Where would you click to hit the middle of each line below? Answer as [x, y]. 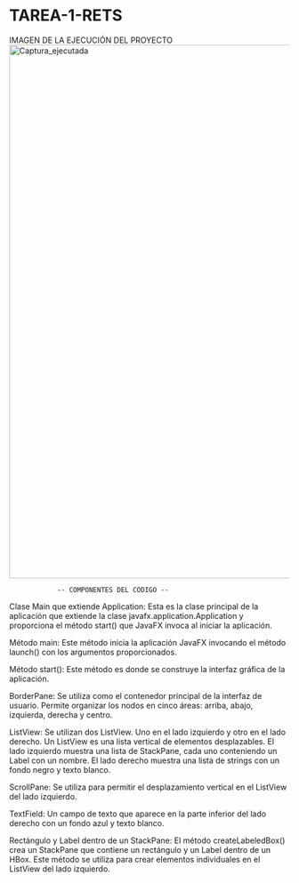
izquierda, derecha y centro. [61, 714]
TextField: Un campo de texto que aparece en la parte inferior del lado [138, 814]
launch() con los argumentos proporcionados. [93, 652]
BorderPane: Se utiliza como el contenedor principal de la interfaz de [136, 695]
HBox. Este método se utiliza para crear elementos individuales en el [135, 859]
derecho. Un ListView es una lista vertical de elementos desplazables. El [141, 741]
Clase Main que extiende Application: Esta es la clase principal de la [134, 606]
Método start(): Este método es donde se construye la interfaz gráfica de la [147, 669]
